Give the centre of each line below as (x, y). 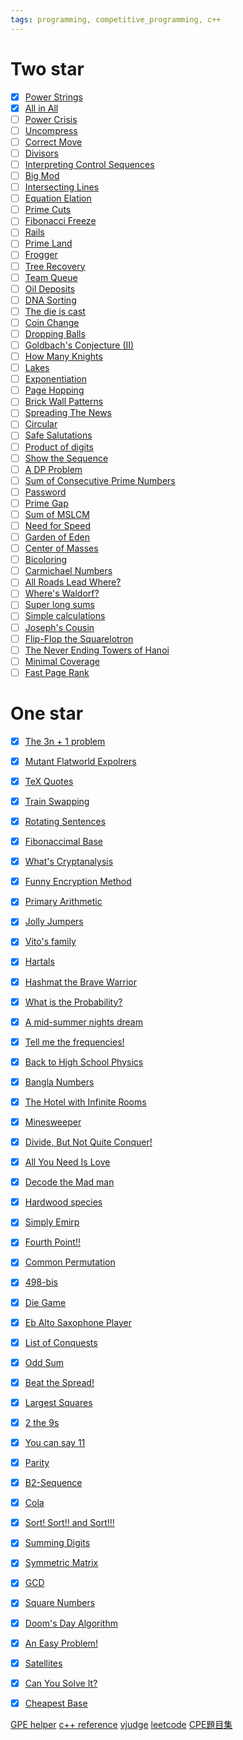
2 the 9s (42, 1422)
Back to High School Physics (84, 1062)
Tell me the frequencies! (74, 1042)
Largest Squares (58, 1402)
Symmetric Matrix (61, 1563)
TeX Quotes (49, 781)
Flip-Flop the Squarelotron (79, 638)
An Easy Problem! (61, 1643)
